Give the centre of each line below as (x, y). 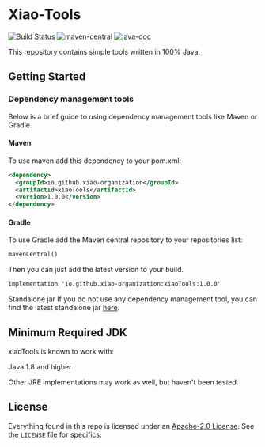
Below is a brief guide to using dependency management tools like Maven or (133, 116)
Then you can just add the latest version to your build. (96, 270)
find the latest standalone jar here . (64, 308)
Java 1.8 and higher (40, 366)
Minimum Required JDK (68, 333)
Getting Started (47, 77)
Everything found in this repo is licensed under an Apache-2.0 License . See (131, 426)
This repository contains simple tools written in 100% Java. (104, 51)
